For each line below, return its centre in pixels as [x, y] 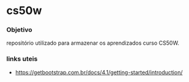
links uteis [22, 59]
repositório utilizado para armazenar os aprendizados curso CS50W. [93, 43]
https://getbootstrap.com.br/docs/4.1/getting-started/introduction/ [99, 72]
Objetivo [19, 30]
